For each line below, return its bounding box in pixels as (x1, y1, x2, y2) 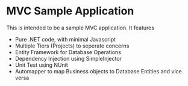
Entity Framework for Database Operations (14, 48, 122, 55)
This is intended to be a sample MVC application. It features (6, 24, 155, 31)
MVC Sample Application (6, 4, 134, 18)
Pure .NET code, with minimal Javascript (14, 35, 116, 43)
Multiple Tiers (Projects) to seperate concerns (14, 42, 130, 49)
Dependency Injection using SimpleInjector (14, 55, 122, 62)
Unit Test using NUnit (14, 61, 68, 69)
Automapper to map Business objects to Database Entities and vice (14, 67, 182, 75)
